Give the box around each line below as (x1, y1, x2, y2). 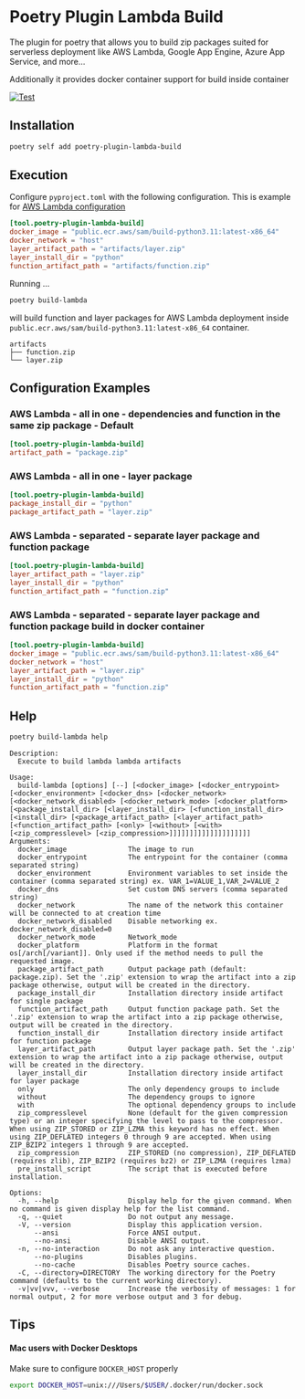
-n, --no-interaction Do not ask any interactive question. (17, 1244, 276, 1253)
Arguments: (9, 836, 51, 846)
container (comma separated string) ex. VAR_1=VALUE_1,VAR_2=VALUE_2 (9, 877, 280, 886)
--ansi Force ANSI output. (33, 1228, 203, 1237)
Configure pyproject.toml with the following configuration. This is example (9, 192, 291, 203)
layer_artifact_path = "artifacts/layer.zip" (9, 245, 185, 254)
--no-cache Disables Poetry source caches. (33, 1260, 251, 1269)
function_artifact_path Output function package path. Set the (17, 1005, 280, 1014)
